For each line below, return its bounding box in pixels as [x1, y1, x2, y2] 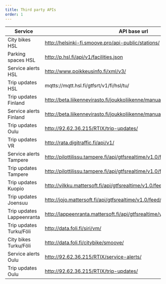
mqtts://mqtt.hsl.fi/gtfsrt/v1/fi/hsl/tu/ [44, 82, 129, 89]
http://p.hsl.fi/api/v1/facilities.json [44, 53, 124, 60]
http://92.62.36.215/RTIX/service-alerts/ [44, 253, 142, 260]
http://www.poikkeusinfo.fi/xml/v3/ [44, 68, 126, 74]
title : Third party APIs [5, 7, 56, 12]
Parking [7, 50, 26, 57]
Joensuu [7, 199, 28, 206]
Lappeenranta [7, 213, 41, 220]
